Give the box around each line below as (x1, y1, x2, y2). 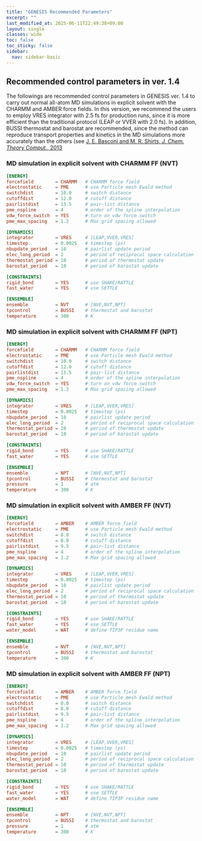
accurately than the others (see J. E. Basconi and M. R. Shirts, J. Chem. (6, 138, 184, 145)
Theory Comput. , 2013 (6, 144, 62, 152)
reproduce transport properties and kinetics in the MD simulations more (6, 131, 186, 138)
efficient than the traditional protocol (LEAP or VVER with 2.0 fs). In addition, (6, 118, 197, 126)
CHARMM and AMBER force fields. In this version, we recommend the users (6, 106, 197, 113)
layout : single (6, 25, 45, 32)
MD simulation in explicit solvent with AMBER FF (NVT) (6, 501, 171, 510)
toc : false (6, 37, 34, 43)
